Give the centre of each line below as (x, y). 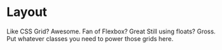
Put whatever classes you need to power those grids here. (90, 38)
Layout (27, 12)
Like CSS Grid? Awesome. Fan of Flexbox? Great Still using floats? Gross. (111, 31)
